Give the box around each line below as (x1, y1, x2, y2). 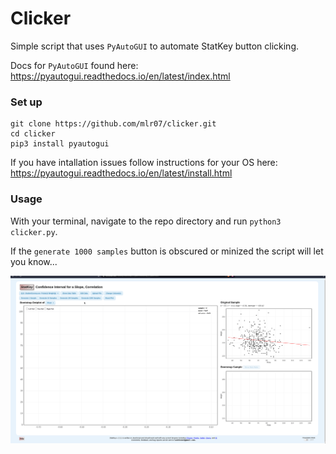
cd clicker (10, 129, 56, 139)
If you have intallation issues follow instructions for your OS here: (10, 157, 278, 169)
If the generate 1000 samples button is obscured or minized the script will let (10, 245, 324, 257)
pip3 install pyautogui (10, 139, 110, 149)
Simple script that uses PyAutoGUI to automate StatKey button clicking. (10, 40, 300, 52)
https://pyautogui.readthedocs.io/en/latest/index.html (10, 70, 231, 82)
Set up (10, 95, 43, 109)
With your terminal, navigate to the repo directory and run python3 (10, 215, 282, 227)
